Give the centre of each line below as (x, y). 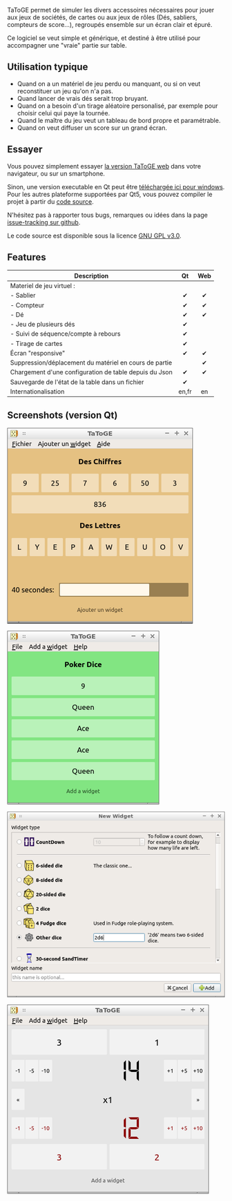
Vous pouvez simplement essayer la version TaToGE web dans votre (104, 166)
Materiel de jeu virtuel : (42, 286)
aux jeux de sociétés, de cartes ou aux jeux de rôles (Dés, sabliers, (103, 17)
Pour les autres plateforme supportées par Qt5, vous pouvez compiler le (110, 194)
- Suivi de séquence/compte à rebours (65, 334)
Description (91, 276)
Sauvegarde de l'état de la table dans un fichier (77, 382)
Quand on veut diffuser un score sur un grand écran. (92, 128)
